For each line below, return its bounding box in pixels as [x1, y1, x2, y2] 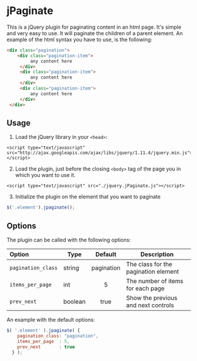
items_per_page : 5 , [17, 338, 70, 344]
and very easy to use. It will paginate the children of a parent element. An [6, 29, 183, 36]
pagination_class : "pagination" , [17, 333, 99, 339]
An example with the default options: [6, 316, 95, 323]
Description [140, 250, 174, 258]
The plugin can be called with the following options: [6, 236, 131, 244]
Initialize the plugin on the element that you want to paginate [15, 193, 161, 200]
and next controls [126, 301, 174, 309]
